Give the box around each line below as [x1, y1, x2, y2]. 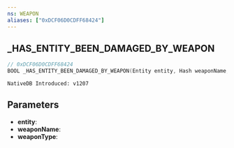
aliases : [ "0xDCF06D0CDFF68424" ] [7, 17, 105, 24]
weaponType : [17, 132, 58, 140]
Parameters [7, 99, 59, 111]
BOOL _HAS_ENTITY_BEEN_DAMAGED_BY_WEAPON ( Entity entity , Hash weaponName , [7, 68, 230, 75]
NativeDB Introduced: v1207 [7, 80, 89, 87]
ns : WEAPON [7, 10, 39, 17]
